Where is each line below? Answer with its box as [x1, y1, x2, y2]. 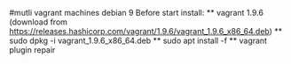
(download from [9, 17, 68, 27]
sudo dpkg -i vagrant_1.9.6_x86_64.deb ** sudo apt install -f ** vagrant [9, 35, 268, 46]
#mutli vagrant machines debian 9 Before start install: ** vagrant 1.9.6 [9, 8, 264, 18]
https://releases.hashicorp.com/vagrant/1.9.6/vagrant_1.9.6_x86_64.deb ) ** [9, 26, 283, 36]
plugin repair [9, 45, 56, 55]
